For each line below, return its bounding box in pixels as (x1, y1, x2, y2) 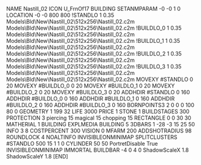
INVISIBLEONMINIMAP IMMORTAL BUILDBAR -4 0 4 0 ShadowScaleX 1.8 (6, 146, 189, 154)
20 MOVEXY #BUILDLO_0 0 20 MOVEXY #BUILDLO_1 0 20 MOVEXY (6, 82, 175, 89)
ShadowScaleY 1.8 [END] (6, 153, 68, 160)
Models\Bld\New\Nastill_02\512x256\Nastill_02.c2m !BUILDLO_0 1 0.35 (6, 24, 182, 31)
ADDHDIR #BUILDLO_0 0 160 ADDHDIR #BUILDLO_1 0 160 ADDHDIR (6, 95, 175, 102)
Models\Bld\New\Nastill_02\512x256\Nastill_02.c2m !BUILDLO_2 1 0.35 (6, 50, 182, 57)
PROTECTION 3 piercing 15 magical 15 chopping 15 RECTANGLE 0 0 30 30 (6, 114, 191, 121)
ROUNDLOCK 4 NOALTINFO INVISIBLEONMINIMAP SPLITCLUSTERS (6, 134, 178, 141)
